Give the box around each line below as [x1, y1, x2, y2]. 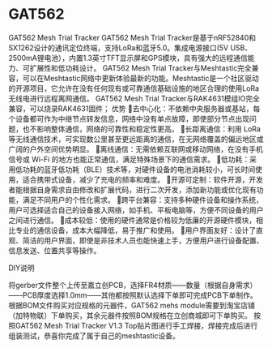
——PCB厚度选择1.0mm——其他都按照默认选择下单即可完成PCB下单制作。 [8, 290, 257, 300]
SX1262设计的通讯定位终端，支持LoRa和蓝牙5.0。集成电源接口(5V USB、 [8, 42, 253, 53]
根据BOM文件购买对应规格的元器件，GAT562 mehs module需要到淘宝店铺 [8, 300, 255, 310]
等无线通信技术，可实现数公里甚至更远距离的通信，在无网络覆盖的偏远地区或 [8, 134, 264, 144]
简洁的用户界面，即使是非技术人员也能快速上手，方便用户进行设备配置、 [22, 235, 264, 245]
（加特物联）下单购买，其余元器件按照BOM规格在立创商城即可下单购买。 [8, 310, 253, 320]
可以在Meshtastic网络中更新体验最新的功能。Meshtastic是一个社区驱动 [22, 73, 259, 83]
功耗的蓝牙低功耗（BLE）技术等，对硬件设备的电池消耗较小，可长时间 [22, 164, 256, 174]
